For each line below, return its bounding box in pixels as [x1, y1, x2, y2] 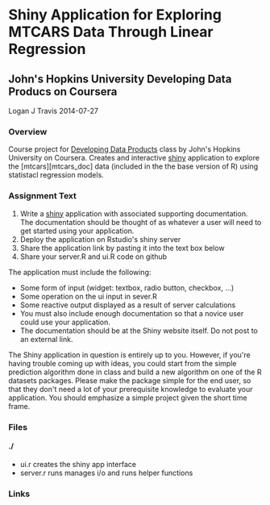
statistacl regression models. [8, 170, 105, 180]
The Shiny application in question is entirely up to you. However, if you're [8, 349, 251, 360]
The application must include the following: [8, 267, 152, 277]
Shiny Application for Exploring [8, 6, 222, 24]
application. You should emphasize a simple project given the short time [8, 393, 247, 403]
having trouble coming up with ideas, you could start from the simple [8, 358, 237, 368]
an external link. [19, 334, 73, 344]
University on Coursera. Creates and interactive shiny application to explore [8, 153, 260, 163]
